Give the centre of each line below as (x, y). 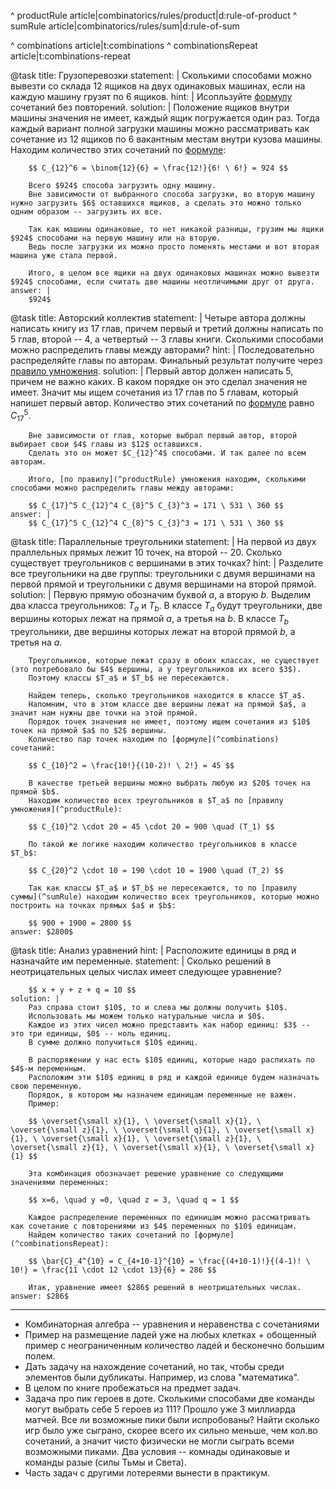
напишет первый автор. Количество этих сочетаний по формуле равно (162, 403)
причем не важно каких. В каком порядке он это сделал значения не (159, 381)
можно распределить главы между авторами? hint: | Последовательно (162, 349)
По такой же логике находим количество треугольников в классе (163, 845)
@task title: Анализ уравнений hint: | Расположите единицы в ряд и (153, 951)
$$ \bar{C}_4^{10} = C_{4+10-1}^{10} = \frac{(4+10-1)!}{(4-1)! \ (169, 1261)
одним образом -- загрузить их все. (86, 212)
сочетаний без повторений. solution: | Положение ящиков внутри (150, 107)
